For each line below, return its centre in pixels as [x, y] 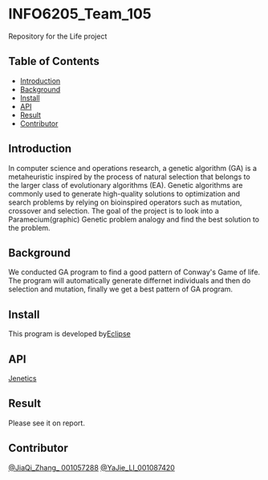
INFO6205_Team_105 [80, 14]
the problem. [29, 228]
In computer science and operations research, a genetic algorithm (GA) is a [132, 168]
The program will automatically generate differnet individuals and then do [130, 281]
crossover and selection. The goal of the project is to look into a [114, 210]
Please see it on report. [47, 423]
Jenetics [22, 378]
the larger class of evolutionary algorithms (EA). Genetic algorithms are [126, 185]
